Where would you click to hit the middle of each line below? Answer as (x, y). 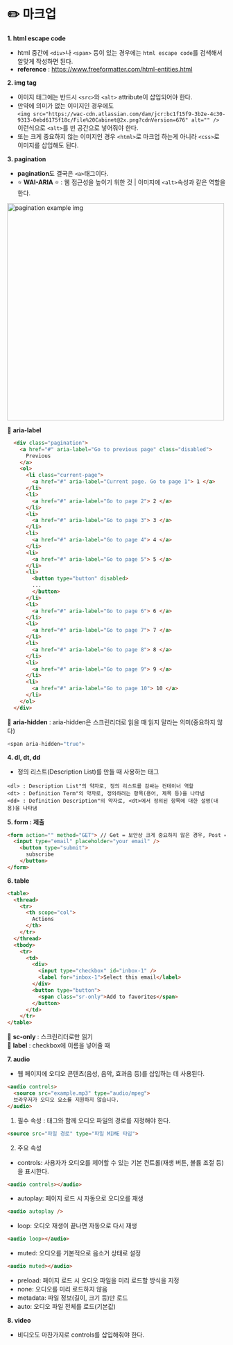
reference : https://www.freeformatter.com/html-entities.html (105, 69)
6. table (18, 881)
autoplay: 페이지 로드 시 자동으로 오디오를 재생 (80, 1198)
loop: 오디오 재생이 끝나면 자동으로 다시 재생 (77, 1226)
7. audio (19, 1059)
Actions (43, 919)
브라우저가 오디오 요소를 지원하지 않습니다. (66, 1100)
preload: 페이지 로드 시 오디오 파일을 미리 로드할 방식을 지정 (98, 1280)
